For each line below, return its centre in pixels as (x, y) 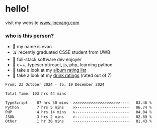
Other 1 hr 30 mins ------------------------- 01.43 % (78, 121)
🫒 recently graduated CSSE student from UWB (61, 52)
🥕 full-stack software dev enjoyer (47, 59)
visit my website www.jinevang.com (42, 23)
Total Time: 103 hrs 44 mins (36, 94)
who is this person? (30, 36)
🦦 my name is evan (32, 47)
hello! (17, 9)
